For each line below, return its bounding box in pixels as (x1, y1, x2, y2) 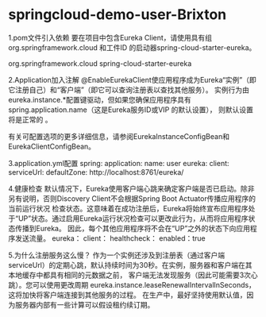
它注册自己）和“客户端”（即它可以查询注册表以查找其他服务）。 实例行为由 (8, 85, 250, 95)
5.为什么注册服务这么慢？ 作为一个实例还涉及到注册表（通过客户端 (8, 250, 225, 260)
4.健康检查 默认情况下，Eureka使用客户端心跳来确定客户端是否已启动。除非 (8, 184, 255, 193)
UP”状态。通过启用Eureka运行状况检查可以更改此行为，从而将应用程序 (18, 213, 249, 223)
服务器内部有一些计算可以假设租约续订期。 (14, 300, 155, 309)
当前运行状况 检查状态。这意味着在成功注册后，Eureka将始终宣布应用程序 (8, 203, 249, 213)
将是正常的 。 (8, 114, 52, 124)
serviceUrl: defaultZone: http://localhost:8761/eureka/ (8, 167, 184, 176)
